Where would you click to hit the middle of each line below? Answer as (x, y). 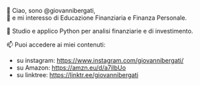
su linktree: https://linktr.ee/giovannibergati (77, 75)
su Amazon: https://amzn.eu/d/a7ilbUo (71, 68)
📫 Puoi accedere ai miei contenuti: (56, 45)
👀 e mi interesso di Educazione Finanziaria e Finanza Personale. (97, 18)
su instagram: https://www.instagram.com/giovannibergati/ (100, 60)
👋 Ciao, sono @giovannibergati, (51, 11)
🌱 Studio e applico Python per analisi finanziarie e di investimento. (100, 31)
